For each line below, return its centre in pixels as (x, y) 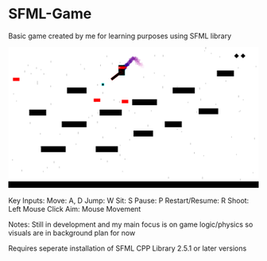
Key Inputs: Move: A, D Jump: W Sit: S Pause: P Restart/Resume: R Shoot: (129, 201)
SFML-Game (50, 14)
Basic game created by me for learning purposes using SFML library (120, 36)
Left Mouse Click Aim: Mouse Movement (75, 208)
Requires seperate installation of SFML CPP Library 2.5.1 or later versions (128, 248)
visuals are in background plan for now (72, 232)
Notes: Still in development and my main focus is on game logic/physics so (131, 224)
